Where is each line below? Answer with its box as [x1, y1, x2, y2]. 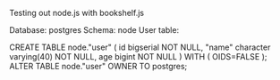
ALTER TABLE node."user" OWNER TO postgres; [9, 61, 188, 71]
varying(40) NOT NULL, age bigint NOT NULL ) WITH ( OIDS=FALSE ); [9, 52, 267, 61]
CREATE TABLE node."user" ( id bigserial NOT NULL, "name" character [9, 42, 271, 52]
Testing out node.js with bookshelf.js [9, 8, 145, 18]
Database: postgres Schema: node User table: [9, 25, 180, 35]
